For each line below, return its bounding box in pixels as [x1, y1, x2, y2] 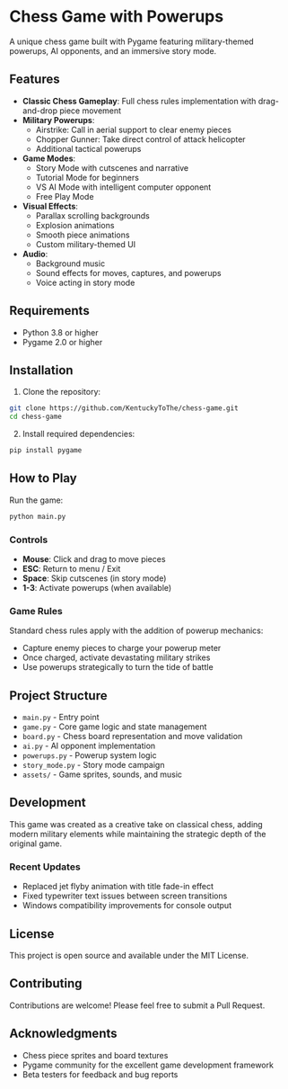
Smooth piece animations [35, 229, 130, 240]
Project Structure [9, 688, 108, 703]
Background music [35, 258, 106, 269]
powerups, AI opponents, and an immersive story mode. [9, 45, 217, 56]
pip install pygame [9, 446, 83, 455]
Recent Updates [9, 861, 81, 873]
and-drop [22, 105, 58, 116]
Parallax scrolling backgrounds [35, 210, 151, 221]
